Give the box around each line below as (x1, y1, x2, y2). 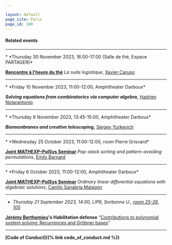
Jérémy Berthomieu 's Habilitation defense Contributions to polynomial (5, 214, 159, 220)
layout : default (5, 12, 40, 17)
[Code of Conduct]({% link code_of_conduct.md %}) (5, 234, 120, 240)
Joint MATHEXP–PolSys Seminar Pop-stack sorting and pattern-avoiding (5, 148, 162, 154)
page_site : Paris (5, 16, 42, 22)
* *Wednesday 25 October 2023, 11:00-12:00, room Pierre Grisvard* (5, 138, 149, 145)
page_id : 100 (5, 22, 33, 27)
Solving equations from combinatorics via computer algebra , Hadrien (5, 93, 157, 100)
